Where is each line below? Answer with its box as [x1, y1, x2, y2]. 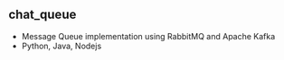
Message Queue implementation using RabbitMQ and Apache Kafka [21, 30, 276, 41]
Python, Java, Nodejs [21, 40, 102, 51]
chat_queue [8, 7, 77, 22]
